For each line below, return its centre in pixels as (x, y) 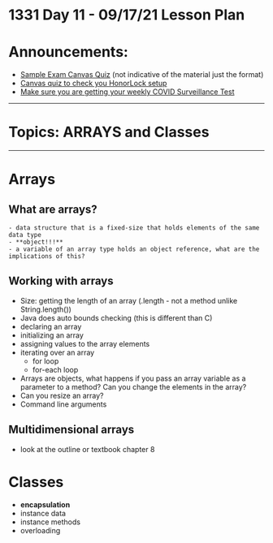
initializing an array (52, 335)
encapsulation (45, 504)
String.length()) (45, 309)
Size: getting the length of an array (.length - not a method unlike (129, 300)
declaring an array (51, 326)
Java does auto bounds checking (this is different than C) (116, 317)
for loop (45, 361)
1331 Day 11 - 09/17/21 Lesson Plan (127, 15)
